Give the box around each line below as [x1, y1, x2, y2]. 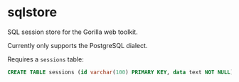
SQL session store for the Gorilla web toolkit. [7, 28, 138, 36]
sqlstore [7, 4, 58, 20]
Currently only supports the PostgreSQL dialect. [7, 41, 148, 49]
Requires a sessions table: [7, 54, 84, 64]
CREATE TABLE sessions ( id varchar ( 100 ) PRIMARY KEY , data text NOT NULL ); [7, 69, 237, 76]
